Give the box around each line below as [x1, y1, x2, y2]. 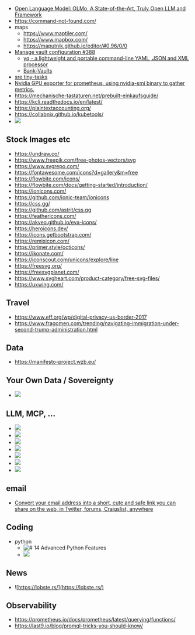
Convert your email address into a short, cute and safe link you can [14, 499, 176, 506]
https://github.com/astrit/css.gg [14, 206, 92, 213]
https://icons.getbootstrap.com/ [14, 231, 92, 238]
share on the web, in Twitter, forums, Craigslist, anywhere [14, 505, 154, 512]
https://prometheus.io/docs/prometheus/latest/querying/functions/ [14, 616, 176, 623]
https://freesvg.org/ [14, 262, 62, 269]
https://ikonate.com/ [14, 250, 64, 257]
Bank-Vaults [23, 67, 53, 74]
